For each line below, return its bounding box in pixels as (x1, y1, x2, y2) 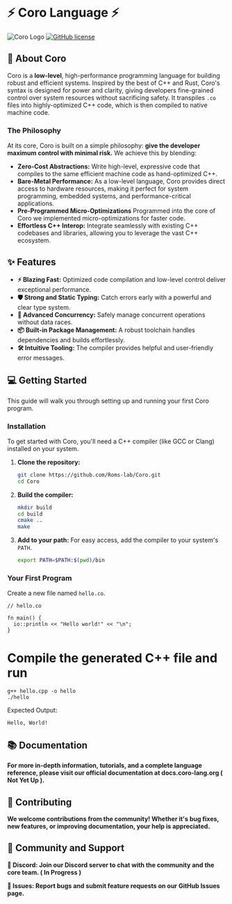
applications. (17, 199, 54, 208)
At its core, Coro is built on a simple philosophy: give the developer (7, 141, 201, 150)
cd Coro (17, 477, 40, 485)
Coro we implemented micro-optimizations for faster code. (17, 214, 185, 223)
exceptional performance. (17, 285, 92, 294)
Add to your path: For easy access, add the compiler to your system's (17, 536, 219, 544)
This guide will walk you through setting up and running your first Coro (7, 397, 210, 405)
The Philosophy (7, 125, 61, 135)
